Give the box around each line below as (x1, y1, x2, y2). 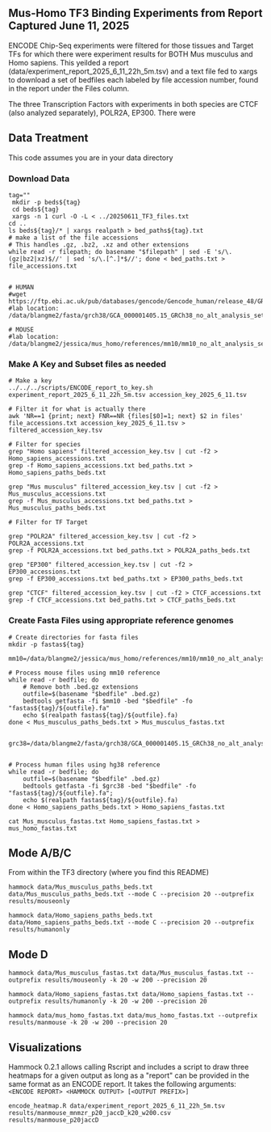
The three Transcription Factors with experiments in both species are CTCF (8, 99, 259, 108)
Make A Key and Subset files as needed (8, 358, 167, 370)
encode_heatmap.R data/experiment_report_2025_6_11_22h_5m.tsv (8, 1101, 226, 1110)
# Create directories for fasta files (8, 633, 139, 641)
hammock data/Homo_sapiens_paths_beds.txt (8, 911, 153, 920)
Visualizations (8, 1041, 82, 1054)
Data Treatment (8, 131, 89, 145)
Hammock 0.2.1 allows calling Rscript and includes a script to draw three (8, 1062, 249, 1071)
